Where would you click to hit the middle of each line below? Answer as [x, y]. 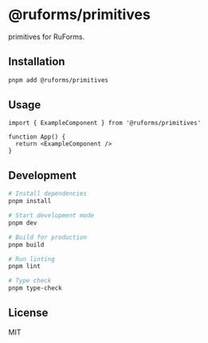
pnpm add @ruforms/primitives [59, 80]
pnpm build [26, 244]
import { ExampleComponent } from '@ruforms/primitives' [105, 123]
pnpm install [30, 201]
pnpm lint [25, 267]
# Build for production [48, 237]
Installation [37, 62]
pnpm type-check [35, 288]
